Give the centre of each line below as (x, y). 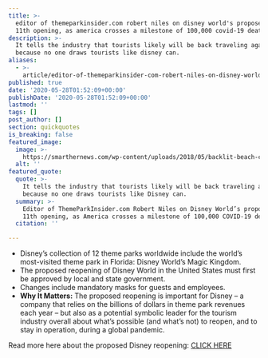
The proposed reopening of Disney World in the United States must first (138, 270)
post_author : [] (35, 120)
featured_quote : (35, 172)
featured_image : (35, 142)
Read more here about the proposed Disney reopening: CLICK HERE (120, 345)
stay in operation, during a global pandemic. (92, 330)
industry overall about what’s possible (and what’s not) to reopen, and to (138, 321)
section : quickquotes (44, 127)
